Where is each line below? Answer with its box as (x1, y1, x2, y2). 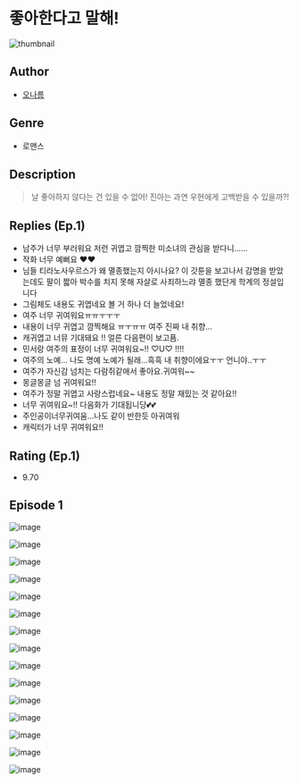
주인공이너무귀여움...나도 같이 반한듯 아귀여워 (21, 410, 180, 421)
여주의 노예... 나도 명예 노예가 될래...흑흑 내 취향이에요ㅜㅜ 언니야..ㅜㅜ (21, 355, 268, 366)
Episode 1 (9, 498, 64, 513)
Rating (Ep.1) (9, 448, 80, 463)
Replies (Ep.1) (9, 218, 86, 233)
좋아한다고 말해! (9, 8, 120, 29)
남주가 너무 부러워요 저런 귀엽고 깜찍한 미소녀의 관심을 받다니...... (21, 243, 248, 254)
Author (9, 64, 49, 80)
